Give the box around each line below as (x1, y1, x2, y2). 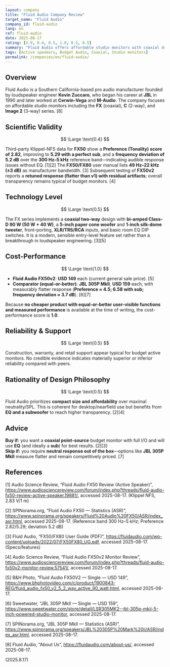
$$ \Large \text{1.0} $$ (61, 265, 109, 272)
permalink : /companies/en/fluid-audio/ (5, 54, 90, 60)
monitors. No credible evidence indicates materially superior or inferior (5, 355, 153, 362)
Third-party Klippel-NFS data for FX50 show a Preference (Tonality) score (5, 146, 162, 152)
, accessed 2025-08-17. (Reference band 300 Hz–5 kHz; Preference (22, 518, 164, 524)
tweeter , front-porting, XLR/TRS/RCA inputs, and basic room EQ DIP (5, 227, 149, 233)
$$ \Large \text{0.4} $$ (60, 136, 110, 142)
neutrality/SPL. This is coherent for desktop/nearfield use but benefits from (5, 404, 162, 410)
